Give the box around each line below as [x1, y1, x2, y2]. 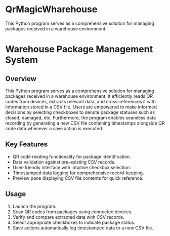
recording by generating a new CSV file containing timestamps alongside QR [5, 120, 165, 126]
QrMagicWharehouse [5, 4, 98, 15]
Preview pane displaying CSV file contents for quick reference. [12, 175, 144, 181]
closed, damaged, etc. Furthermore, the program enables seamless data [5, 114, 156, 121]
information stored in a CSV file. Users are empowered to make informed [5, 104, 157, 110]
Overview [5, 74, 37, 83]
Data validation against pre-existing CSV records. [12, 159, 116, 165]
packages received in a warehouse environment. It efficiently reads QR [5, 93, 153, 99]
